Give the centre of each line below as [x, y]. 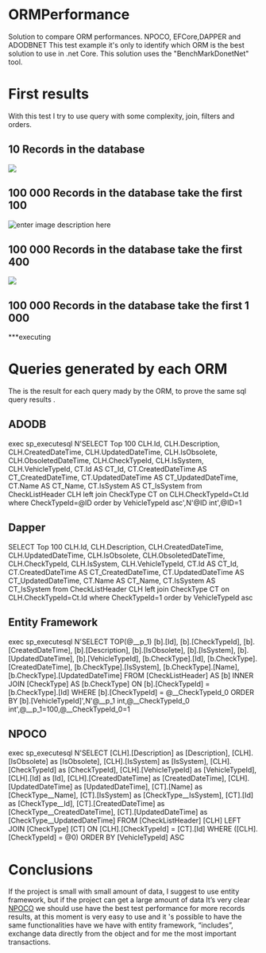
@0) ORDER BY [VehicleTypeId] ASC [125, 837]
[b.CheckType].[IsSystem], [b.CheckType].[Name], [157, 667]
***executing [30, 337]
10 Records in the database [77, 150]
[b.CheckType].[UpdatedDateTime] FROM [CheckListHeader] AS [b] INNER [131, 675]
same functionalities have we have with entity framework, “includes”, [121, 925]
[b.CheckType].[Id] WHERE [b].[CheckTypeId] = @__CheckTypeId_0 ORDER [131, 692]
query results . [32, 399]
